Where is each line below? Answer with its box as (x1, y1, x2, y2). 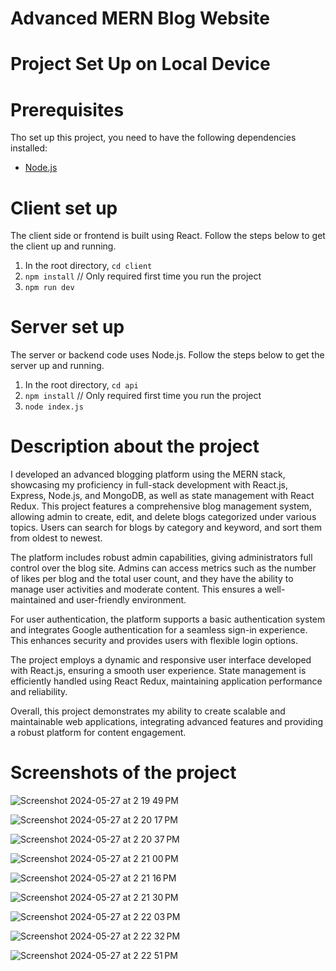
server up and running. (10, 360, 105, 372)
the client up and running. (10, 240, 117, 252)
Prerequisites (10, 98, 125, 121)
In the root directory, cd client (24, 260, 153, 272)
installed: (10, 142, 48, 154)
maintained (10, 594, 57, 606)
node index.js (24, 402, 84, 412)
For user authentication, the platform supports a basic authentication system (10, 613, 326, 626)
